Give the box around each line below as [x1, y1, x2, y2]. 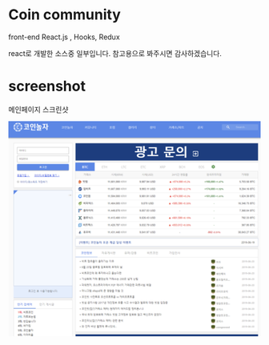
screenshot [8, 78, 86, 95]
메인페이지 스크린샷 [8, 104, 69, 114]
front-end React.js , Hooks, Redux [8, 32, 120, 42]
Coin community [8, 6, 122, 24]
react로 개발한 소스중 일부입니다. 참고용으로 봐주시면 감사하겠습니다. [8, 48, 223, 58]
